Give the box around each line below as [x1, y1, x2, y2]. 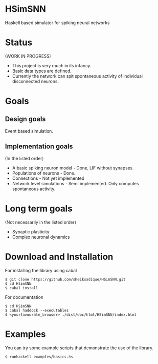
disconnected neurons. [12, 78, 59, 84]
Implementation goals [5, 142, 73, 151]
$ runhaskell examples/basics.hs [5, 354, 73, 359]
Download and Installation [5, 251, 113, 262]
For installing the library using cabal [5, 267, 77, 273]
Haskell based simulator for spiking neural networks [5, 20, 110, 26]
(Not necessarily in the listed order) [5, 219, 77, 225]
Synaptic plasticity [12, 228, 50, 234]
